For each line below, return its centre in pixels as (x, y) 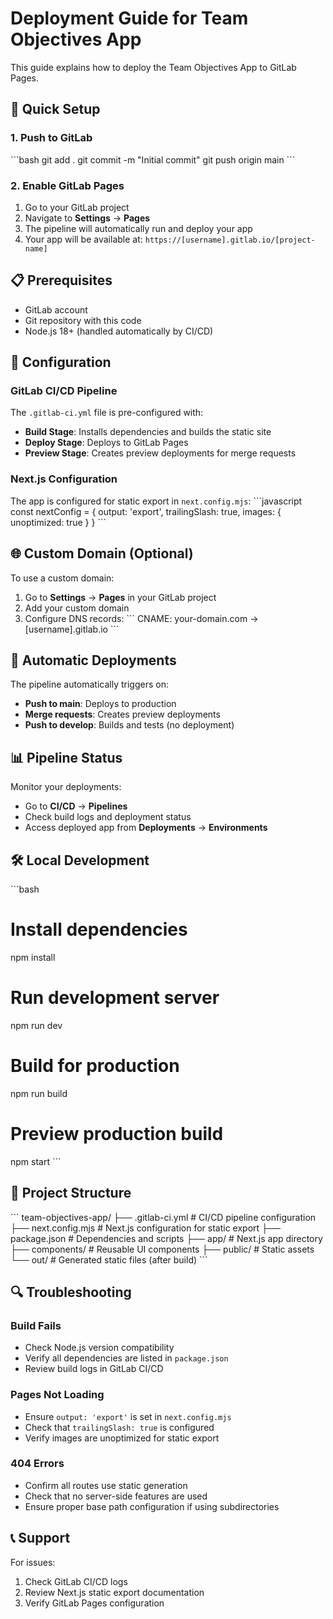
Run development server (115, 998)
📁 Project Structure (71, 1193)
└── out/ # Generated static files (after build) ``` (109, 1259)
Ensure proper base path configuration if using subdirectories (152, 1506)
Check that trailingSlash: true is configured (119, 1427)
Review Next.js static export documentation (114, 1592)
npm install (33, 957)
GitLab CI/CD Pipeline (64, 391)
